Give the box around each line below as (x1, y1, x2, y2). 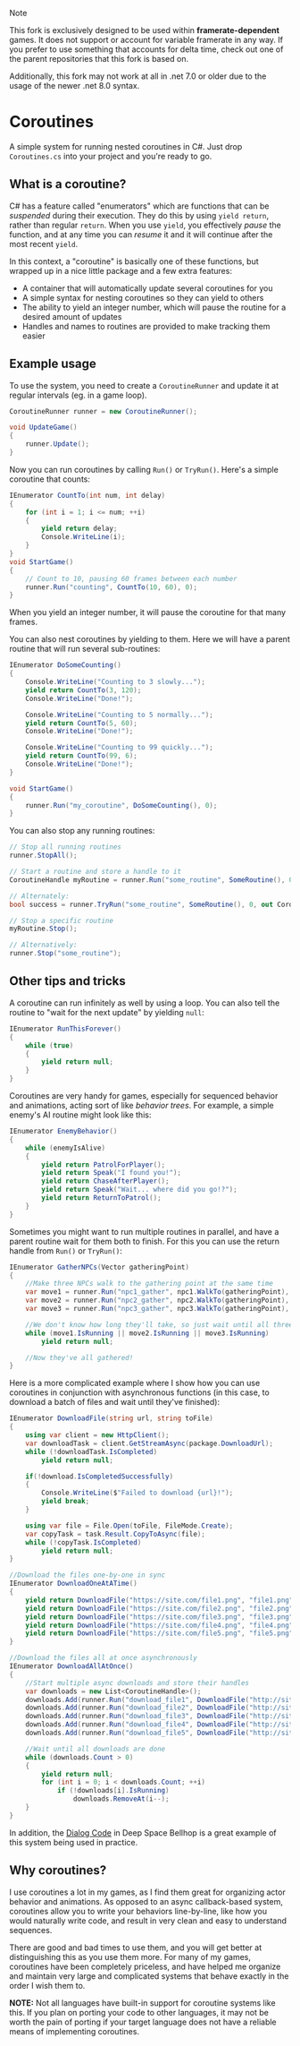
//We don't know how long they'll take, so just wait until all (25, 1320, 270, 1329)
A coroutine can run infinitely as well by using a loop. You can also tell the (9, 997, 280, 1008)
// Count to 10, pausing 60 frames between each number (25, 574, 238, 583)
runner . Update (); (25, 440, 90, 449)
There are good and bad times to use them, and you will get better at (9, 1942, 262, 1953)
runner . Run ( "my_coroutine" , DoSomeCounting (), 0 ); (25, 800, 218, 809)
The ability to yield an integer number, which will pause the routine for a (21, 302, 287, 312)
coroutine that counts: (9, 474, 91, 484)
